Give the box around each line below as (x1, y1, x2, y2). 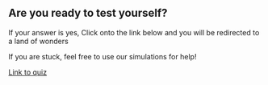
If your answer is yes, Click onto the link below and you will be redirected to (8, 27, 260, 37)
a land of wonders (8, 36, 69, 46)
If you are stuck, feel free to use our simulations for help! (8, 51, 197, 61)
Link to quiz (8, 67, 47, 77)
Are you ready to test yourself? (8, 6, 168, 20)
